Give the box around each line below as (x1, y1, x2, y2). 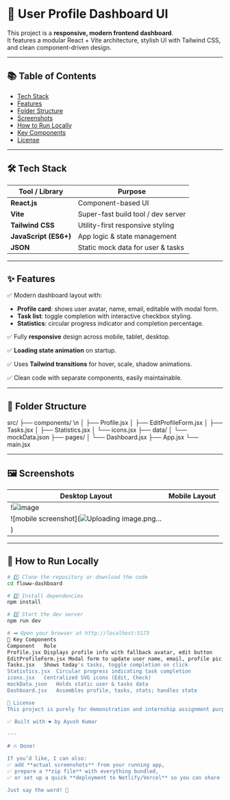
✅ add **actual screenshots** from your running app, (7, 762, 165, 769)
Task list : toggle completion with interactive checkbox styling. (16, 312, 192, 320)
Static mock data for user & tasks (77, 242, 185, 252)
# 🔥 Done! (7, 743, 36, 750)
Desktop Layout (60, 491, 113, 500)
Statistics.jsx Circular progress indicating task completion (7, 668, 192, 675)
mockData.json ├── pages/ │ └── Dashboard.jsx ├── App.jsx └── (7, 433, 199, 441)
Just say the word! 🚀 (7, 786, 69, 793)
